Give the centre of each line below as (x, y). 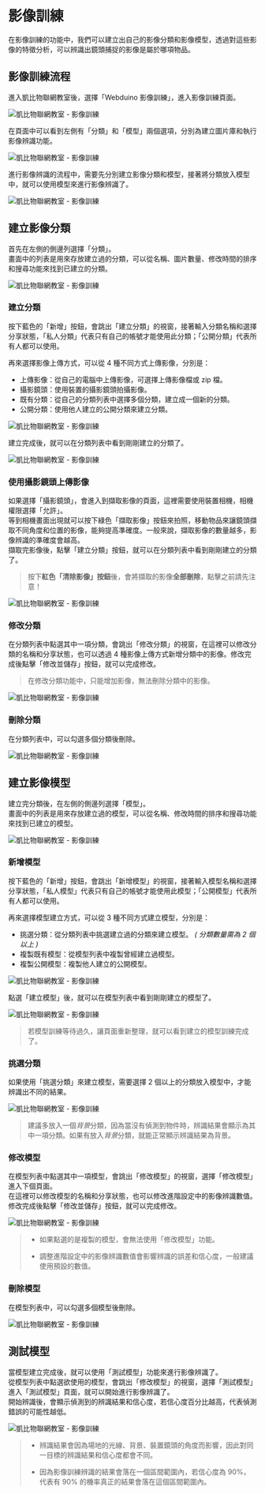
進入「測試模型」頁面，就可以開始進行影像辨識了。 (91, 1391)
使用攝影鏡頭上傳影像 (49, 482)
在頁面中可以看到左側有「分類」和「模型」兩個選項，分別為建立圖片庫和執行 (132, 130)
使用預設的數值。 (67, 1266)
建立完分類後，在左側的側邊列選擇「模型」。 (79, 803)
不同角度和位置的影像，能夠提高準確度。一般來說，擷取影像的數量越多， (132, 531)
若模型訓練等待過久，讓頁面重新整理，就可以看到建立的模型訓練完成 (138, 1030)
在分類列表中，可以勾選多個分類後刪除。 (74, 738)
